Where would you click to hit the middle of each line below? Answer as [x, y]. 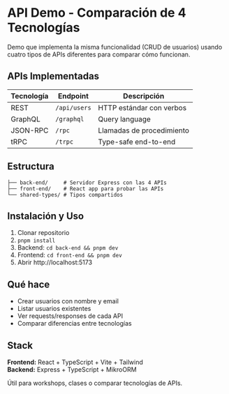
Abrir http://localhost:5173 [55, 262]
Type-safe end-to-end [137, 142]
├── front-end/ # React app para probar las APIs [86, 189]
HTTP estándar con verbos [142, 107]
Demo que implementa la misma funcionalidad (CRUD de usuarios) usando [115, 47]
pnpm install [36, 241]
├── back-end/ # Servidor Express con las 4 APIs [87, 183]
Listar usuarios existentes [54, 309]
